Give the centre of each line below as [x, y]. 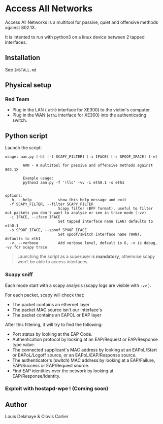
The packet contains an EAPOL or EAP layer [57, 315]
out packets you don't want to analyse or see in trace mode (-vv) [76, 213]
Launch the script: [23, 148]
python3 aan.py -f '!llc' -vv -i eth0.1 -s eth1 [74, 183]
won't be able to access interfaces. [53, 262]
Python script [26, 136]
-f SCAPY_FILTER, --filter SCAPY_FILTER [51, 204]
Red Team [17, 99]
